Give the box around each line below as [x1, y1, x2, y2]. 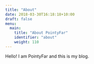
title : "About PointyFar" [14, 30, 68, 35]
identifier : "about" [14, 35, 57, 40]
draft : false [5, 16, 32, 21]
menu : [5, 21, 16, 26]
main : [9, 26, 21, 31]
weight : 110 [14, 40, 39, 45]
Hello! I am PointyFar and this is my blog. [5, 53, 89, 59]
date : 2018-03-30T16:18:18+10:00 [5, 12, 75, 17]
